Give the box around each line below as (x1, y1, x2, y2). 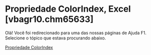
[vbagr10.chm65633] (5, 14, 94, 25)
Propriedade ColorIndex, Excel (5, 3, 131, 15)
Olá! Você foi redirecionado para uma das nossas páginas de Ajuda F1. (5, 30, 147, 36)
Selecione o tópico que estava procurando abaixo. (5, 35, 106, 41)
